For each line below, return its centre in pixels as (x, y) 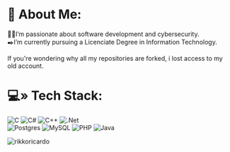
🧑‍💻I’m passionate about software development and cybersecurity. (103, 34)
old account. (25, 66)
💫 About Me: (45, 14)
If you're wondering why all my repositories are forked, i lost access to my (115, 58)
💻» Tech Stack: (55, 96)
